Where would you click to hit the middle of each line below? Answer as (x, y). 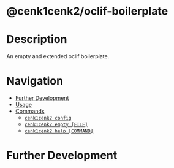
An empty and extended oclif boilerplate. (58, 56)
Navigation (35, 81)
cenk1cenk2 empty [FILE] (56, 125)
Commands (30, 111)
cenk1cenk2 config (48, 118)
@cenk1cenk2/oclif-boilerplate (87, 11)
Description (37, 40)
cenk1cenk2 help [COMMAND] (59, 131)
